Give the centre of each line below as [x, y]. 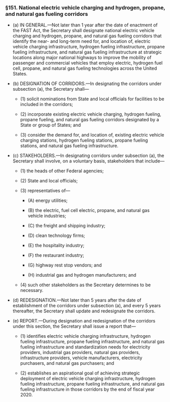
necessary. [32, 290]
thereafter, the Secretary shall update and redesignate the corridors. [84, 311]
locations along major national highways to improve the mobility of [82, 58]
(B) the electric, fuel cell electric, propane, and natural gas [89, 210]
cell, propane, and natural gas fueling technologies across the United [85, 68]
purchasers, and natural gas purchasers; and [67, 363]
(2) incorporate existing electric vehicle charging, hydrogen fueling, [91, 114]
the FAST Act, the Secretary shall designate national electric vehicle [83, 31]
